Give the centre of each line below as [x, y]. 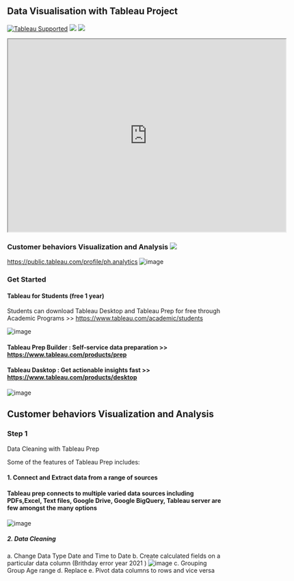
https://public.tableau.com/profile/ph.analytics [72, 262]
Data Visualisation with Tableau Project [93, 11]
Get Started [27, 280]
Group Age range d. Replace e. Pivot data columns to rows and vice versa [111, 571]
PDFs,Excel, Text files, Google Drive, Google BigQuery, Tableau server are [114, 500]
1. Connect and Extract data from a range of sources [83, 478]
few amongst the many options [52, 508]
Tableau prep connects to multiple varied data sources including [101, 493]
